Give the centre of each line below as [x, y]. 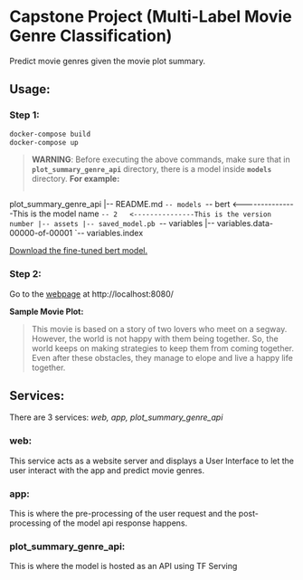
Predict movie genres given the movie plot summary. [108, 61]
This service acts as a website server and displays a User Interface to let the [152, 461]
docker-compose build [50, 134]
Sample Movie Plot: [47, 311]
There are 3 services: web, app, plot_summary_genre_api [116, 417]
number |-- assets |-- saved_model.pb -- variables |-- [112, 223]
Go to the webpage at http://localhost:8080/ [92, 294]
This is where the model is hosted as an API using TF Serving [123, 566]
